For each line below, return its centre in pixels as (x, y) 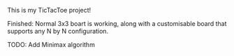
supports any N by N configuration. (58, 31)
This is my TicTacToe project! (49, 10)
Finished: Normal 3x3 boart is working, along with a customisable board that (117, 23)
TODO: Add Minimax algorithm (51, 44)
